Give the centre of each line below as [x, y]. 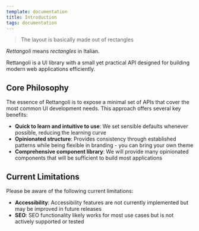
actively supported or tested [49, 221]
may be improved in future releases [58, 209]
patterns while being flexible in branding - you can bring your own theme [104, 145]
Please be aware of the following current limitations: [70, 191]
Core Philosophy [38, 88]
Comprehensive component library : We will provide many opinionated [102, 152]
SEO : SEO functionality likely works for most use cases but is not [94, 215]
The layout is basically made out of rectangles [77, 40]
